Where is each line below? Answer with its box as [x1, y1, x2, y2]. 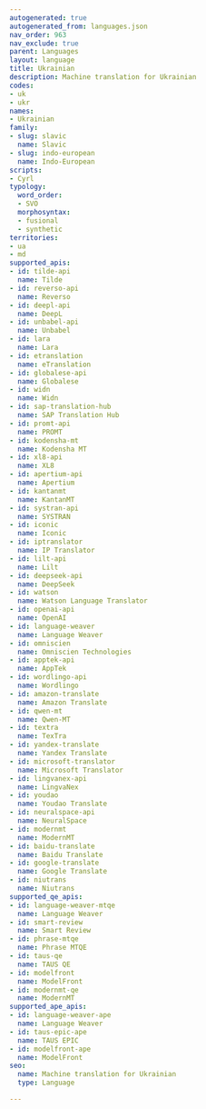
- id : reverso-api [9, 284, 79, 293]
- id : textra [9, 724, 59, 733]
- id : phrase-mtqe [9, 934, 79, 944]
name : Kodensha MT [17, 445, 88, 454]
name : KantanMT [17, 495, 75, 505]
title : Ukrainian [9, 65, 75, 74]
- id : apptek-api [9, 655, 75, 664]
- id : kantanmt [9, 486, 67, 495]
